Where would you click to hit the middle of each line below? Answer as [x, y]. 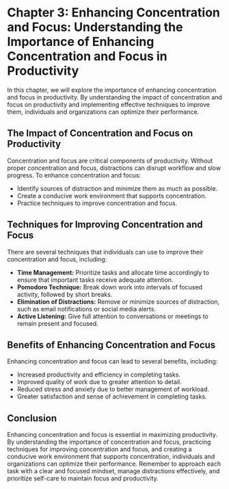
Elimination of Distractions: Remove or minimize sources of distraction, [118, 301]
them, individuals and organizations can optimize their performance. [103, 112]
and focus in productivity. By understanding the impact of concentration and [114, 97]
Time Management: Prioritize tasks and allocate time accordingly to [113, 272]
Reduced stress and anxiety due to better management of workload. [113, 390]
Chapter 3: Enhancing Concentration [114, 13]
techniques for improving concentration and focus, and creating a [99, 449]
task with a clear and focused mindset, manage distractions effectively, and [113, 471]
